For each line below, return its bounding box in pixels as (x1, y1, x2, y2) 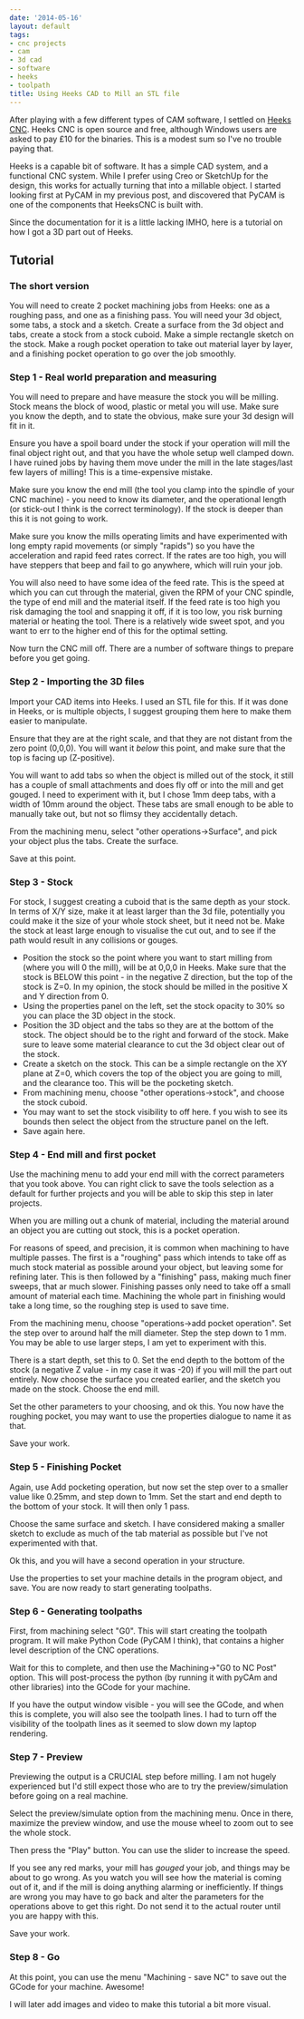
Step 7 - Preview (9, 1751, 83, 1763)
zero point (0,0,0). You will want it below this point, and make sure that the (9, 743, 286, 753)
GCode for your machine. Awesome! (9, 1981, 145, 1992)
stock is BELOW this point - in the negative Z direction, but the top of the (22, 972, 293, 983)
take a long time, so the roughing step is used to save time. (9, 1300, 229, 1311)
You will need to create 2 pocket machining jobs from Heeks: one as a (9, 300, 271, 311)
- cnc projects (9, 38, 67, 48)
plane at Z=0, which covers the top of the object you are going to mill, (22, 1068, 283, 1079)
